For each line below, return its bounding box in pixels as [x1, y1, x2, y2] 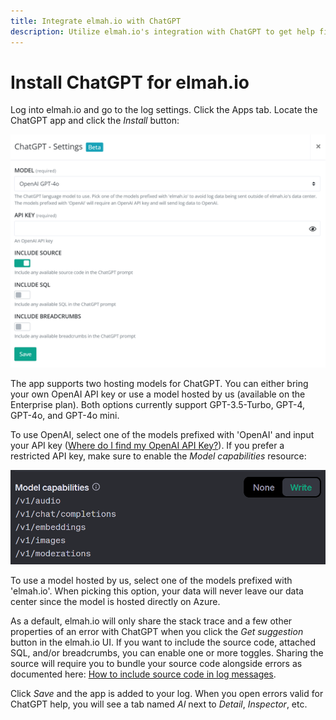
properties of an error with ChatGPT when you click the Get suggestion [10, 626, 304, 638]
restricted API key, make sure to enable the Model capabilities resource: [10, 450, 307, 462]
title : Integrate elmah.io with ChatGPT [10, 16, 182, 26]
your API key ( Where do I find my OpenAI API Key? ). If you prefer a [10, 439, 285, 451]
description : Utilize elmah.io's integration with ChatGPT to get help [10, 26, 315, 37]
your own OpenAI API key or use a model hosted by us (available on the [10, 388, 306, 400]
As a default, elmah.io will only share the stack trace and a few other [10, 615, 293, 627]
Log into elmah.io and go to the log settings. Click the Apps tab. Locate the [10, 104, 318, 116]
